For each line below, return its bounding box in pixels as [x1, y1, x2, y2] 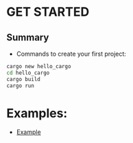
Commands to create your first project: [16, 49, 126, 58]
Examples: [6, 105, 68, 121]
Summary [6, 32, 49, 43]
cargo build [6, 76, 40, 82]
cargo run [6, 82, 35, 89]
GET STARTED [6, 4, 90, 20]
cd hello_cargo [6, 69, 50, 76]
